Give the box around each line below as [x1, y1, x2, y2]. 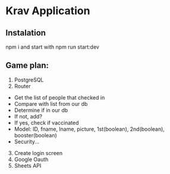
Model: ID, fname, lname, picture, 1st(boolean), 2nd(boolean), [14, 125, 165, 133]
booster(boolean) [14, 131, 57, 138]
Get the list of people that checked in [14, 94, 105, 101]
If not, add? [14, 112, 43, 120]
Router [14, 82, 31, 89]
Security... [14, 138, 40, 145]
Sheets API [14, 162, 42, 169]
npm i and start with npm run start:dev [5, 43, 99, 50]
